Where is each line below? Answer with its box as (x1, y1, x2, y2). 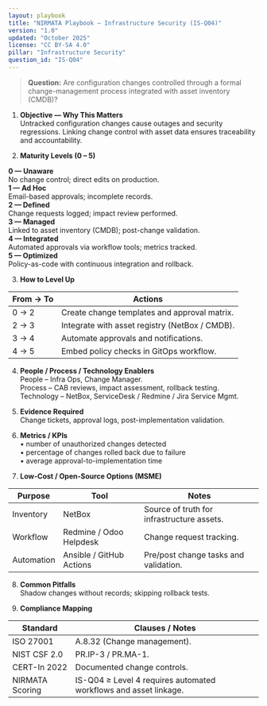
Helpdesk (63, 536, 99, 547)
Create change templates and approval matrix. (60, 307, 234, 318)
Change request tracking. (144, 531, 239, 542)
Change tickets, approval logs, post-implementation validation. (19, 415, 225, 425)
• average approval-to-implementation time (19, 456, 163, 465)
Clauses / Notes (133, 622, 196, 633)
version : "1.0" (8, 26, 59, 34)
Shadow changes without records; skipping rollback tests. (19, 588, 211, 597)
